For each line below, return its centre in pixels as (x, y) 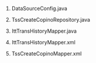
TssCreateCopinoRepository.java (51, 20)
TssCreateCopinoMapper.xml (47, 54)
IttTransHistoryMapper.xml (43, 42)
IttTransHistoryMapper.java (44, 31)
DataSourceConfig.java (39, 8)
